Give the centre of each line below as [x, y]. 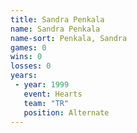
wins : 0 [26, 57]
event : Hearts [53, 94]
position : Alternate [66, 112]
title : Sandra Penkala [57, 19]
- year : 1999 [42, 85]
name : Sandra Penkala [55, 29]
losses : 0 [31, 66]
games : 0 [28, 47]
